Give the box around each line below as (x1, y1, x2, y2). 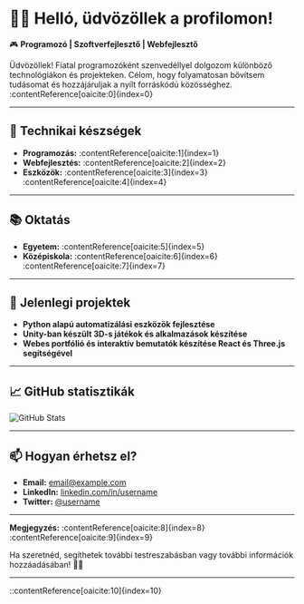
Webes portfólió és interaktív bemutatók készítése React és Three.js (22, 338, 286, 349)
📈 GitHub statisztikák (9, 384, 136, 399)
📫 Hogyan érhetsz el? (9, 448, 138, 463)
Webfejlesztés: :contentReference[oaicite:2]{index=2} (22, 157, 227, 168)
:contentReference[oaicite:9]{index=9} (9, 532, 154, 542)
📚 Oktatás (9, 212, 71, 228)
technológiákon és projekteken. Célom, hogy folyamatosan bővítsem (9, 69, 265, 80)
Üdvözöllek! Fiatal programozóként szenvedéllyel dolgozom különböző (9, 59, 273, 71)
